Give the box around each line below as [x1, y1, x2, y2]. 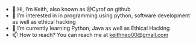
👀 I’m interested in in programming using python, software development [11, 12, 191, 19]
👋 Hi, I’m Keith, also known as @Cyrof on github [11, 6, 131, 12]
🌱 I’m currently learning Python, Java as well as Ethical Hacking [11, 24, 170, 32]
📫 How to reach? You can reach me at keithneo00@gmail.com [11, 32, 169, 38]
